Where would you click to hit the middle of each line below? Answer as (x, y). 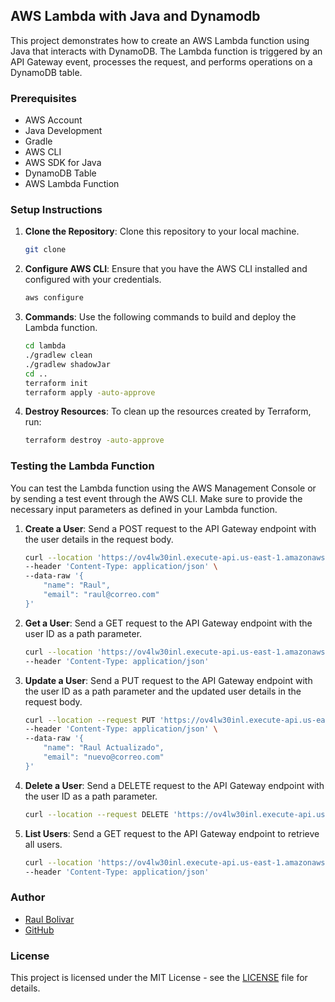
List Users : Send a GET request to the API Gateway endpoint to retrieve (172, 833)
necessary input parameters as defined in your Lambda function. (144, 509)
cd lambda (45, 346)
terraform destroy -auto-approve (94, 440)
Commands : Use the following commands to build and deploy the (160, 317)
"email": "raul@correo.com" (101, 595)
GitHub (39, 930)
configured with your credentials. (93, 280)
